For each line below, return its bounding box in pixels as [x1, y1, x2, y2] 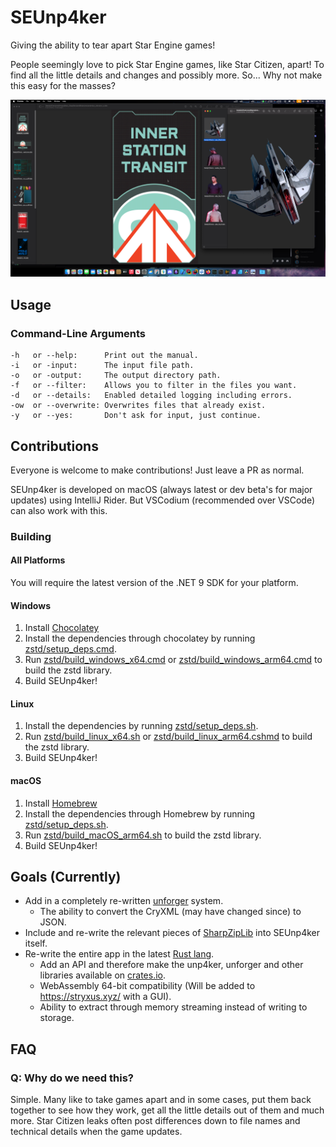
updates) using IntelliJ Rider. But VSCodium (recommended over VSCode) [10, 494, 316, 506]
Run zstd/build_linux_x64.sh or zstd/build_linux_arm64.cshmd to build [24, 731, 313, 743]
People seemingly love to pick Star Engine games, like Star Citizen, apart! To [10, 58, 325, 70]
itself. [24, 937, 48, 950]
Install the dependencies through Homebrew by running [24, 807, 255, 820]
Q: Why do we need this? [10, 1071, 134, 1085]
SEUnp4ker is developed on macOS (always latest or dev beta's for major [10, 483, 313, 495]
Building [10, 529, 52, 543]
